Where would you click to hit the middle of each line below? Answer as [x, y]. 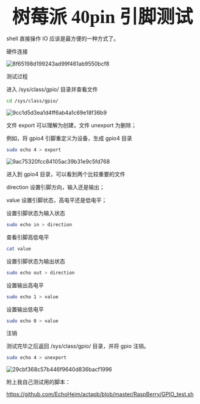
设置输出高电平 [25, 285]
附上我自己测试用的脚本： [38, 382]
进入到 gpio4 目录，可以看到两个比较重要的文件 [66, 174]
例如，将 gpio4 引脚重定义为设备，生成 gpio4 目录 [69, 138]
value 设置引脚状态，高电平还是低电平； [57, 200]
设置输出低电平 [25, 309]
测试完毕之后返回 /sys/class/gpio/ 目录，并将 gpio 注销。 [78, 346]
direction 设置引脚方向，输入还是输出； [55, 187]
